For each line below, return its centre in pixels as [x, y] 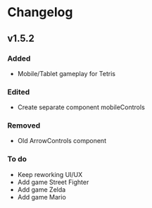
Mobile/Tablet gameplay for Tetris [66, 73]
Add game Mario [42, 197]
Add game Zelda [42, 189]
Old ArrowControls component [62, 141]
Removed [24, 126]
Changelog [40, 12]
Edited [19, 92]
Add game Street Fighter [53, 182]
